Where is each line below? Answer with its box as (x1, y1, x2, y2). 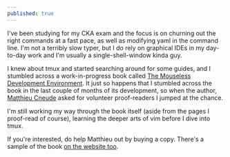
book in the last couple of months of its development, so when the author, (7, 86, 218, 94)
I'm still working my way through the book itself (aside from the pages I (7, 107, 209, 115)
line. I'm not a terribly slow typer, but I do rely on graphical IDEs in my (7, 43, 205, 52)
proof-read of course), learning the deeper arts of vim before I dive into (7, 114, 211, 123)
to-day (7, 51, 26, 59)
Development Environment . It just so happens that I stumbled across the (7, 78, 212, 87)
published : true (7, 10, 54, 17)
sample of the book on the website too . (7, 142, 119, 150)
